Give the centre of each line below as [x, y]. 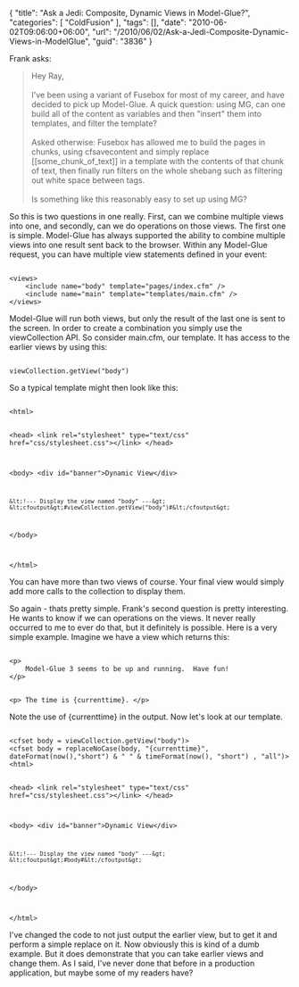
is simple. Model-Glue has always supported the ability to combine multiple [147, 235]
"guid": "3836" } [123, 41]
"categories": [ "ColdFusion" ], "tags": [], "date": [98, 22]
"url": [102, 32]
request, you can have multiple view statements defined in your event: [138, 254]
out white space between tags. [88, 180]
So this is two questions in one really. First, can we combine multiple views [146, 216]
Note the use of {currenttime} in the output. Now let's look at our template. [146, 717]
